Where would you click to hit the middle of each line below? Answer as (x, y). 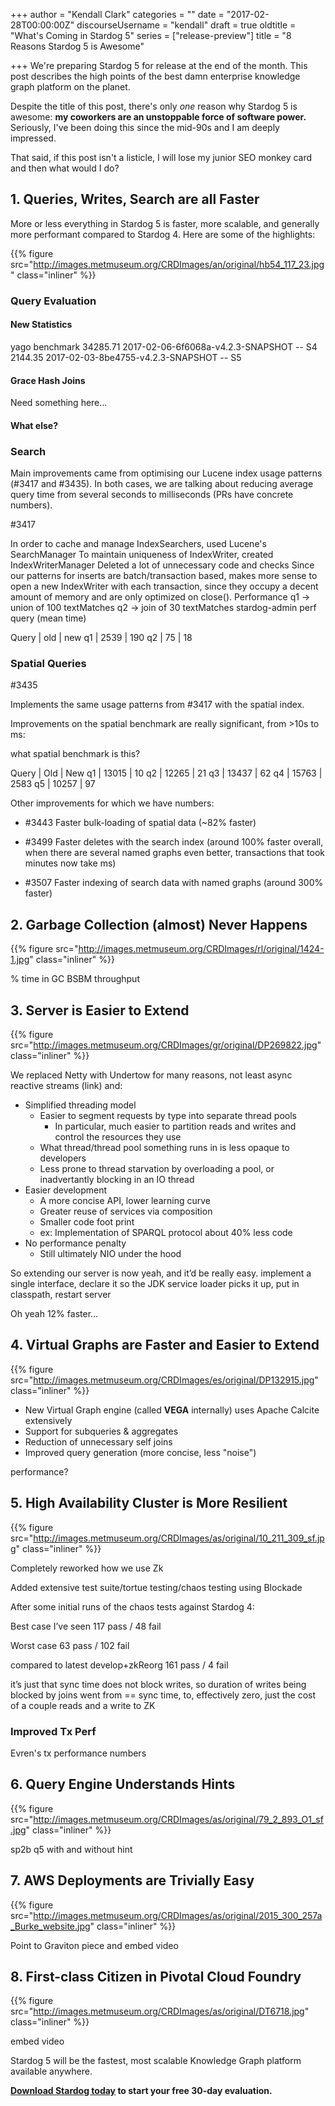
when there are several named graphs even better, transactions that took (175, 853)
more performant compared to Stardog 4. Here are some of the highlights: (163, 234)
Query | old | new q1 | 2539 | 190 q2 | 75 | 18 (101, 638)
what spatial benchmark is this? (75, 754)
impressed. (33, 138)
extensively (48, 1420)
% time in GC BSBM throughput (75, 979)
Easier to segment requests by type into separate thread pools (168, 1115)
